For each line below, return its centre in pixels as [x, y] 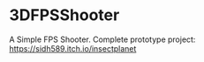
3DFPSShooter [64, 15]
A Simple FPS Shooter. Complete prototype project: [102, 39]
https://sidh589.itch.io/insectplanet [73, 48]
